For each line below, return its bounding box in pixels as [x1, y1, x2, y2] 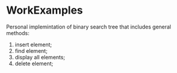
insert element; [14, 41, 52, 48]
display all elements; [14, 53, 66, 61]
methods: [6, 29, 30, 36]
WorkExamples [6, 4, 83, 17]
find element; [14, 47, 48, 54]
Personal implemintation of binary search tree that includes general [6, 23, 172, 30]
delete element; [14, 60, 54, 67]
